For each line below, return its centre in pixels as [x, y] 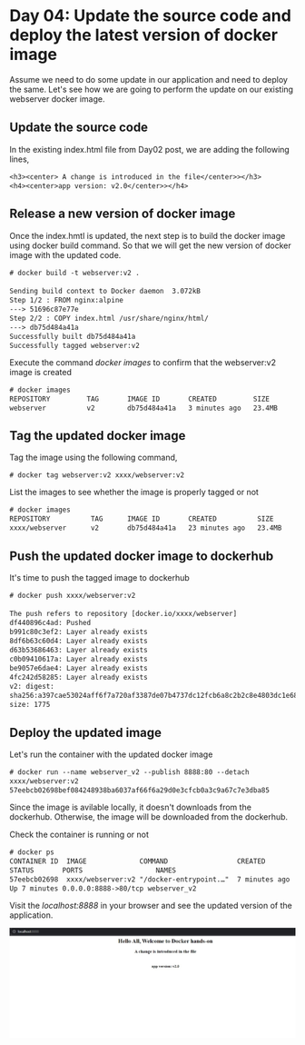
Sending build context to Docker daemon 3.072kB [105, 291]
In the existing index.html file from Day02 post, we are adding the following [150, 149]
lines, [20, 159]
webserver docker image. [57, 99]
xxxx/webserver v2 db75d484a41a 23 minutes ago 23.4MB [146, 528]
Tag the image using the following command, [93, 458]
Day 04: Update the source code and [151, 16]
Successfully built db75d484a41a [73, 336]
